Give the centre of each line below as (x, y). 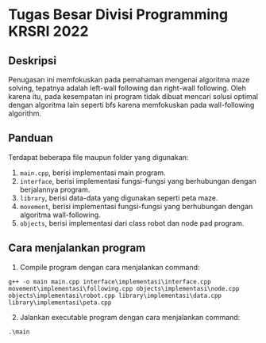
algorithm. (25, 113)
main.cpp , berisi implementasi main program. (93, 173)
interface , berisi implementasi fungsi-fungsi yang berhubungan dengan (138, 181)
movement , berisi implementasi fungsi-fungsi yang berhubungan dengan (136, 206)
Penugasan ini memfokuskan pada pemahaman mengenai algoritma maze (129, 80)
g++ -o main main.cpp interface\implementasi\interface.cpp (110, 282)
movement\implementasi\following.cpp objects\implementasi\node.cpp (124, 288)
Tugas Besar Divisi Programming (118, 15)
